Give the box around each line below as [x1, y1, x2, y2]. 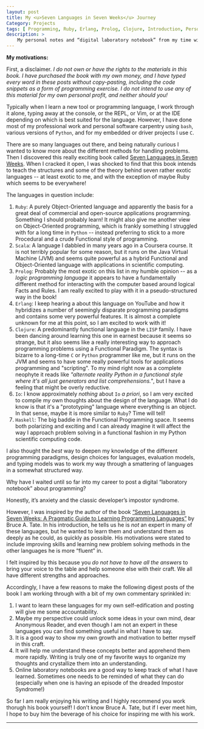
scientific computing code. [15, 436, 82, 442]
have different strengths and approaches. [6, 572, 110, 579]
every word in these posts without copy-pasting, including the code [6, 78, 175, 86]
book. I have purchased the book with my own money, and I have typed [6, 72, 186, 79]
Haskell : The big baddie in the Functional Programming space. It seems [15, 416, 194, 423]
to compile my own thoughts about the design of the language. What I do [15, 397, 198, 404]
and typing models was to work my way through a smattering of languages [6, 460, 194, 467]
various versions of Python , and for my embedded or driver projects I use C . [6, 129, 194, 136]
